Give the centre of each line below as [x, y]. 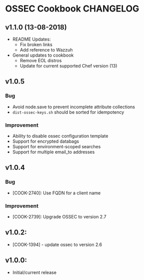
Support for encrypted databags [45, 141]
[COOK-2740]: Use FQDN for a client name [56, 193]
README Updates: [31, 39]
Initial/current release [34, 272]
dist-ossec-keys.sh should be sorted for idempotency [68, 112]
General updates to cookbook [43, 55]
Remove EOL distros [41, 60]
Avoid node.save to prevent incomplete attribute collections [73, 107]
